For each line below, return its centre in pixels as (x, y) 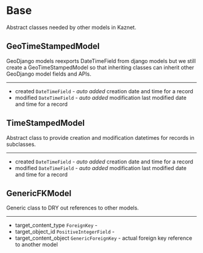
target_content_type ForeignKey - (56, 225)
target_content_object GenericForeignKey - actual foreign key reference (103, 238)
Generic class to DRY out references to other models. (72, 208)
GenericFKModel (39, 193)
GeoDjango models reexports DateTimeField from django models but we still (101, 61)
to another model (37, 245)
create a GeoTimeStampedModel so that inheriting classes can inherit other (100, 67)
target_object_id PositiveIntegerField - (65, 232)
